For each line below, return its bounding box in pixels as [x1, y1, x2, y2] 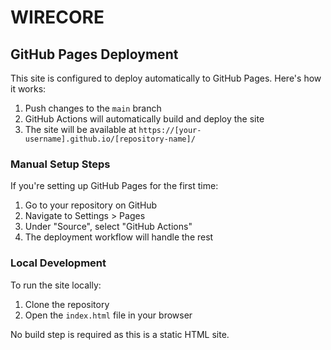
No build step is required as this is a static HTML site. [10, 328, 230, 340]
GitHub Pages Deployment [10, 46, 179, 63]
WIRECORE [10, 6, 105, 29]
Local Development [10, 256, 107, 270]
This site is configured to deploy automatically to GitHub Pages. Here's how [10, 72, 322, 84]
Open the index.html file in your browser [24, 309, 193, 321]
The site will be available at [24, 124, 137, 135]
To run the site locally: [10, 279, 102, 291]
